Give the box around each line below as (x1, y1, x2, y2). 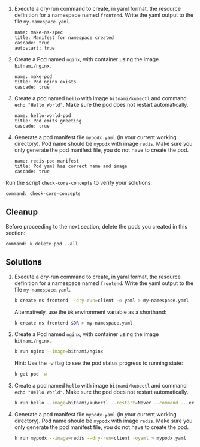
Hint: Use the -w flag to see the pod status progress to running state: (14, 359, 183, 367)
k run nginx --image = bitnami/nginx (14, 349, 104, 355)
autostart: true (14, 45, 55, 51)
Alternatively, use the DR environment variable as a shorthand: (14, 308, 167, 316)
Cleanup (5, 207, 38, 217)
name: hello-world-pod (14, 113, 71, 119)
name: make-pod (14, 74, 53, 80)
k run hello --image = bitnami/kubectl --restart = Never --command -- (14, 400, 187, 406)
